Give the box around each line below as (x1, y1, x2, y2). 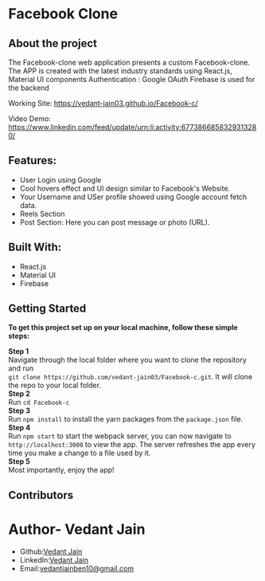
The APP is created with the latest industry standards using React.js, (8, 66, 232, 76)
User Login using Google (19, 175, 102, 184)
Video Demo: (8, 114, 52, 124)
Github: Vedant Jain (19, 547, 83, 556)
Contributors (8, 488, 74, 502)
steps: (8, 332, 30, 341)
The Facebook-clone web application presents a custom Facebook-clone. (8, 57, 251, 67)
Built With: (8, 241, 62, 254)
